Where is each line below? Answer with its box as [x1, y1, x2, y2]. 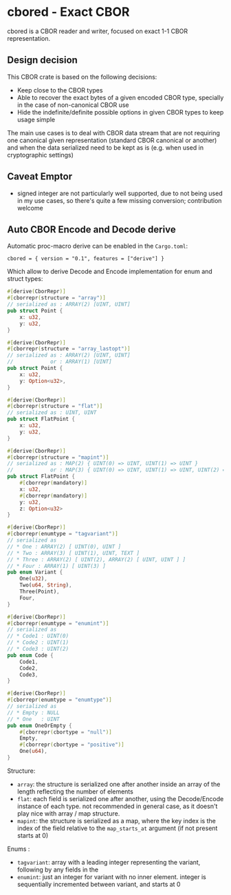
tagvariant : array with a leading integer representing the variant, [16, 858, 201, 866]
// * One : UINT [7, 716, 60, 722]
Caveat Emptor [7, 170, 73, 183]
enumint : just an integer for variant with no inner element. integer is [16, 872, 206, 881]
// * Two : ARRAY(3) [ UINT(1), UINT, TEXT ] [7, 549, 140, 556]
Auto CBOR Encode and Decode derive [7, 224, 177, 235]
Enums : [7, 845, 30, 853]
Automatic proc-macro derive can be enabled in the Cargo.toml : [7, 242, 188, 250]
